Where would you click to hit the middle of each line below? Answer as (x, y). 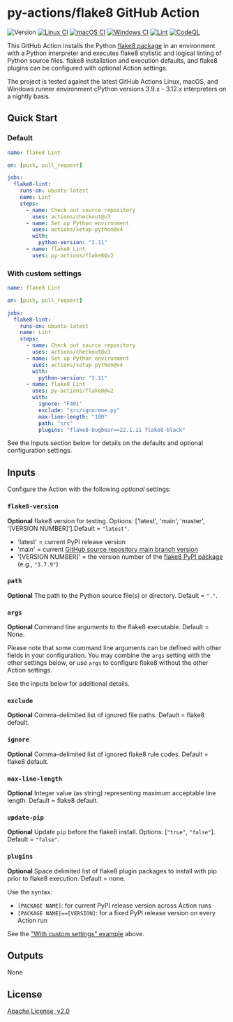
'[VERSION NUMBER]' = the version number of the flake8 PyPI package (120, 557)
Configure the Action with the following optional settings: (89, 489)
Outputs (25, 956)
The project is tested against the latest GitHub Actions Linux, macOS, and (113, 81)
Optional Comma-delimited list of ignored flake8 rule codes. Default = (108, 754)
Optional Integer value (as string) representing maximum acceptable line (112, 793)
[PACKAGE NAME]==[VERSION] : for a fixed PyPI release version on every (116, 912)
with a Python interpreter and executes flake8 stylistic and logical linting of (114, 53)
